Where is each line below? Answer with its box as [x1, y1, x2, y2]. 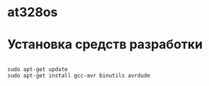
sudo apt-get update [7, 66, 69, 73]
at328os [7, 4, 58, 20]
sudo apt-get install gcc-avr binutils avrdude [7, 72, 151, 80]
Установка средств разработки [7, 37, 203, 53]
